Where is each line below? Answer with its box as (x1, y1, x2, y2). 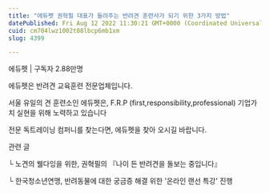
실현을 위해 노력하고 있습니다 (16, 108, 107, 118)
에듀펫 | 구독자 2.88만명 (8, 64, 84, 74)
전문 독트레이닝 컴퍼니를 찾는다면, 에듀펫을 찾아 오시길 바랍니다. (8, 125, 207, 135)
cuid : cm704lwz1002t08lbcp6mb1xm (8, 26, 120, 34)
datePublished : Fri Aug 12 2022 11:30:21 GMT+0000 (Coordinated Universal (8, 19, 263, 27)
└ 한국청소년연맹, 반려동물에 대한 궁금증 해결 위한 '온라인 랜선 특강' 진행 (8, 176, 234, 186)
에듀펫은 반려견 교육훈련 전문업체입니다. (8, 81, 133, 90)
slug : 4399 (8, 34, 45, 42)
